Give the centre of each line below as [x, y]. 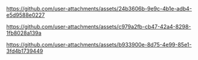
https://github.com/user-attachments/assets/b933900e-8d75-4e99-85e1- [99, 45]
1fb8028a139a [24, 33]
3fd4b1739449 [25, 51]
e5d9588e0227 [26, 15]
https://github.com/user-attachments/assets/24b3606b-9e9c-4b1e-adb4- [99, 9]
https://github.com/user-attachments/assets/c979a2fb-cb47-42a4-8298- [99, 27]
